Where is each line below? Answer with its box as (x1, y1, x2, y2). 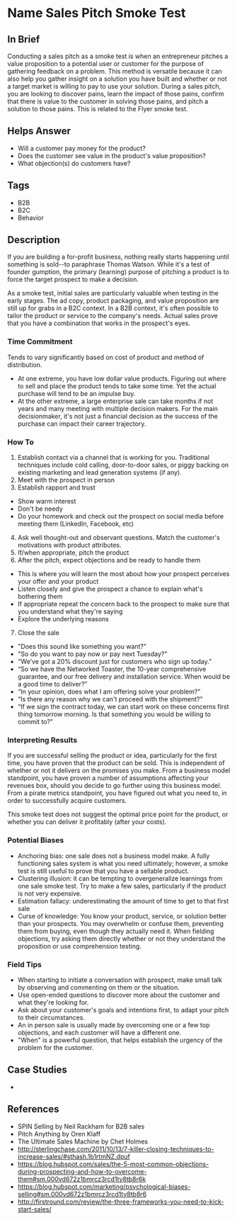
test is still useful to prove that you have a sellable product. (17, 866, 190, 875)
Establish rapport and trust (17, 483, 96, 492)
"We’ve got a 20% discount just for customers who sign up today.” (17, 657, 212, 666)
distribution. (7, 360, 42, 369)
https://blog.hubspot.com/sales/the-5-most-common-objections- (17, 1160, 209, 1168)
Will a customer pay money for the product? (17, 144, 146, 152)
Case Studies (7, 1064, 67, 1076)
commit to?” (17, 718, 53, 726)
